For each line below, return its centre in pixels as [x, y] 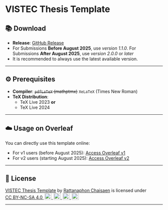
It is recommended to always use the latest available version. [75, 59]
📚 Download [25, 28]
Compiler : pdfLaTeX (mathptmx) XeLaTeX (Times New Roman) [75, 91]
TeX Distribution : [30, 97]
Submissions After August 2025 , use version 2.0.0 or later [73, 53]
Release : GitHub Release [38, 43]
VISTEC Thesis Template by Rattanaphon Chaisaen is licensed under [76, 190]
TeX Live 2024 [35, 107]
